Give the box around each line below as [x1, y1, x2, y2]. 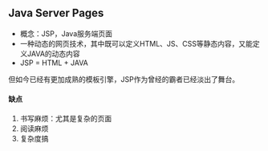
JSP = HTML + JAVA [19, 58, 88, 67]
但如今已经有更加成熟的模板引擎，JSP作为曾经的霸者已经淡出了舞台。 [8, 74, 239, 84]
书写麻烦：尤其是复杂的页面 [19, 114, 112, 124]
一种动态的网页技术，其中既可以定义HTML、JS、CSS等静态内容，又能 [19, 39, 253, 48]
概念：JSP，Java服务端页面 [19, 28, 113, 39]
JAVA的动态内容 [26, 48, 80, 59]
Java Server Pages [8, 6, 104, 20]
